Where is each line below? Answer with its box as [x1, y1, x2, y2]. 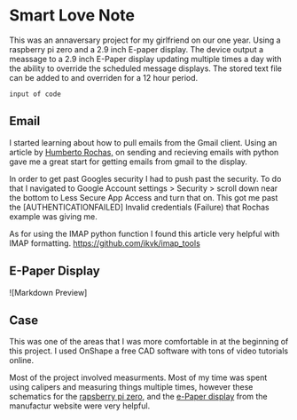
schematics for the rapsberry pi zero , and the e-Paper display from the [9, 392, 268, 402]
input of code [9, 90, 62, 99]
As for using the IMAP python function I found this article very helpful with [9, 228, 280, 239]
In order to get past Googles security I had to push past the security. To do [9, 173, 282, 184]
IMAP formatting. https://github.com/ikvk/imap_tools [9, 237, 201, 249]
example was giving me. [9, 210, 98, 222]
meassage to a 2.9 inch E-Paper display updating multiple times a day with [9, 53, 282, 64]
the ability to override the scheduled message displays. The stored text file [9, 63, 282, 74]
